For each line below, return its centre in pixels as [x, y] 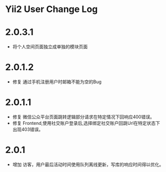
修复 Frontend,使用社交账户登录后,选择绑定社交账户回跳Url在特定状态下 [86, 123]
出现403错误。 [28, 129]
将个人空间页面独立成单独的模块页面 [50, 47]
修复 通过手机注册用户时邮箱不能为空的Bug [57, 82]
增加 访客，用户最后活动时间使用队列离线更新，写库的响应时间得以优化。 [88, 164]
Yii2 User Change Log [52, 9]
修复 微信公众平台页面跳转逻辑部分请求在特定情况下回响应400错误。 [84, 117]
